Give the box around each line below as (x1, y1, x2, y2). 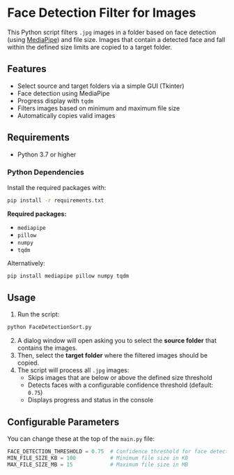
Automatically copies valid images (17, 111, 116, 119)
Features (7, 63, 47, 75)
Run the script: (17, 310, 60, 319)
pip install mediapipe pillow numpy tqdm (7, 272, 130, 279)
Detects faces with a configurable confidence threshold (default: (27, 381, 214, 389)
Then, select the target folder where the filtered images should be (17, 351, 208, 360)
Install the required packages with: (7, 183, 107, 191)
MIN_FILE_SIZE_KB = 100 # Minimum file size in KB (7, 454, 189, 462)
